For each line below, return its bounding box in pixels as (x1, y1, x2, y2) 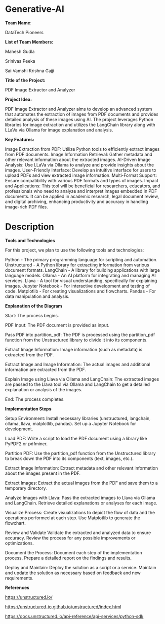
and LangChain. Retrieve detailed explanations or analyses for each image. (5, 500, 158, 506)
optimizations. (5, 540, 34, 546)
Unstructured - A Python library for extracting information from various (5, 262, 149, 268)
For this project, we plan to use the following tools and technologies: (5, 247, 144, 253)
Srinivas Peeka (5, 58, 36, 64)
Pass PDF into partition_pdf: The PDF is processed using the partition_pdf (5, 332, 155, 337)
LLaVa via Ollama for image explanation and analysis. (5, 127, 113, 133)
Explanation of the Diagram (5, 303, 63, 309)
